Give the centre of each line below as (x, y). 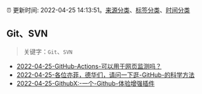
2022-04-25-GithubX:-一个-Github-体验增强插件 (85, 83)
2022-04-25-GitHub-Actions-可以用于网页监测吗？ (89, 66)
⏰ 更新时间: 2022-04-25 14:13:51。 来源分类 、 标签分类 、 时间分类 (98, 10)
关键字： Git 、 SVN (48, 51)
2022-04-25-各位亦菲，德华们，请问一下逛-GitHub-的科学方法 (105, 75)
